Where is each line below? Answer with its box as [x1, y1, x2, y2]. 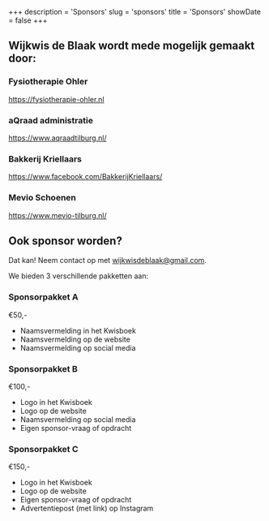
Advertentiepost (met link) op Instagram [19, 503, 154, 514]
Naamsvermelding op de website [19, 334, 131, 344]
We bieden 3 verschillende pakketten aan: [8, 271, 149, 281]
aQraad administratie [8, 114, 93, 126]
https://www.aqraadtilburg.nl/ [8, 133, 107, 143]
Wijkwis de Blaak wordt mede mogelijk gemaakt [8, 39, 255, 53]
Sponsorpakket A [8, 291, 79, 303]
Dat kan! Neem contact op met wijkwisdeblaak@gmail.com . [8, 256, 207, 265]
